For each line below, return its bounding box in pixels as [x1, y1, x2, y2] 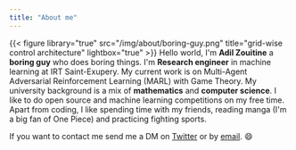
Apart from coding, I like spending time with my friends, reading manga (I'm [9, 104, 287, 114]
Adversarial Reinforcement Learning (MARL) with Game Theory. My [9, 75, 257, 86]
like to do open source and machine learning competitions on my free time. [9, 95, 285, 105]
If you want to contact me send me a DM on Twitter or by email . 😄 [9, 130, 253, 141]
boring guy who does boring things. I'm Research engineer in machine [9, 56, 272, 67]
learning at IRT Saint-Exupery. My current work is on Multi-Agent [9, 66, 248, 77]
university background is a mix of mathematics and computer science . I [9, 85, 277, 96]
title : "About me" [9, 12, 78, 22]
